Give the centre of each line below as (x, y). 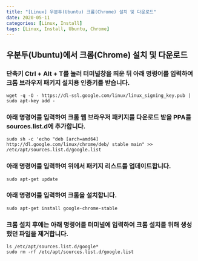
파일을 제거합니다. (44, 234)
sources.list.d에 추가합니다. (46, 126)
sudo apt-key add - (31, 101)
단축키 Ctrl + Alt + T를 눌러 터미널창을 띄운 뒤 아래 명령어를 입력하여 (100, 73)
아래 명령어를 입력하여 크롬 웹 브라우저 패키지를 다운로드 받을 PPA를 (99, 117)
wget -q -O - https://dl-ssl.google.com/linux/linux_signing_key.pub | (98, 95)
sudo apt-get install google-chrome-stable (62, 208)
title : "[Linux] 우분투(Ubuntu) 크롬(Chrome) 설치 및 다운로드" (81, 12)
